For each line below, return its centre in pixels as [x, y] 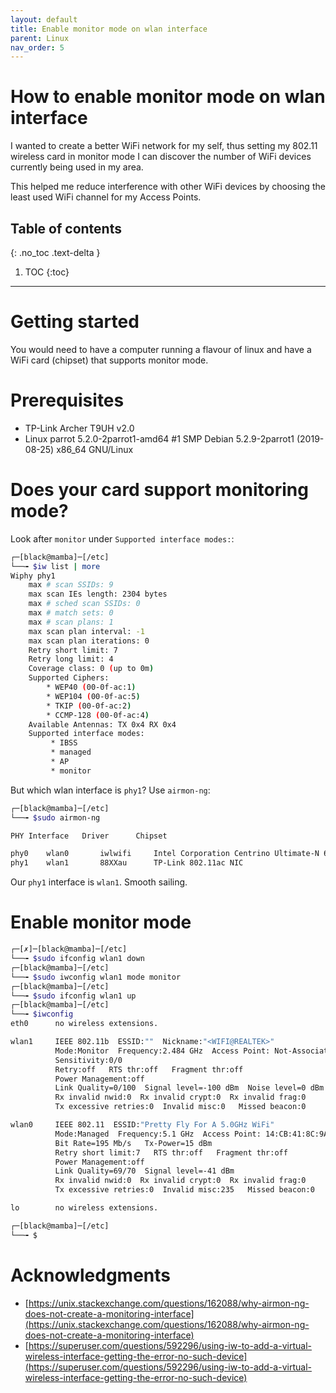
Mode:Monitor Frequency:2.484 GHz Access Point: [162, 1051]
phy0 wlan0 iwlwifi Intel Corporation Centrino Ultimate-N [165, 854]
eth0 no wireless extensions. [84, 1024]
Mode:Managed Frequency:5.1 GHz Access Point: [158, 1134]
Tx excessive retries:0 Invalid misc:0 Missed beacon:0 [180, 1107]
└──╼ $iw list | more [55, 566]
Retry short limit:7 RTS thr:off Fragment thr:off [171, 1152]
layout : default [44, 19]
